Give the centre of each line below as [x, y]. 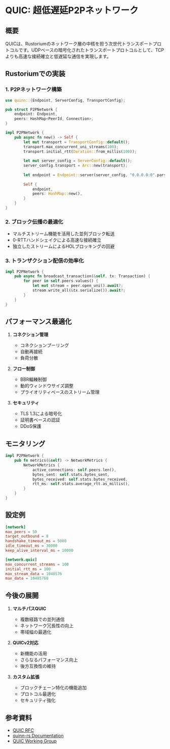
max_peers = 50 [21, 532]
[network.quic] [21, 559]
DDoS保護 [31, 426]
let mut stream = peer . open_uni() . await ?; [78, 286]
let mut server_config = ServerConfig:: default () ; [78, 161]
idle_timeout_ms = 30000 [31, 546]
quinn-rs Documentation [38, 735]
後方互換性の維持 [38, 666]
